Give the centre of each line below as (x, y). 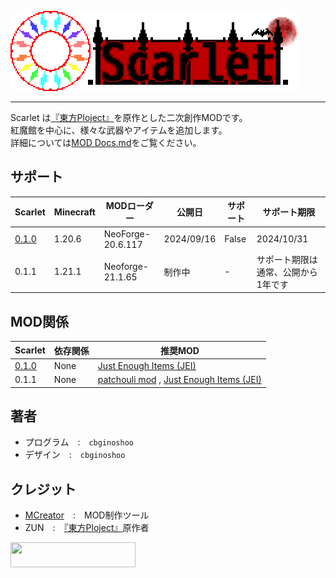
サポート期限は (287, 259)
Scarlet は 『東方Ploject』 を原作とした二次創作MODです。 (129, 117)
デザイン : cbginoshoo (75, 455)
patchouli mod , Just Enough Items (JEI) (179, 380)
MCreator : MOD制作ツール (87, 515)
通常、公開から (287, 272)
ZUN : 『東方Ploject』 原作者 (87, 528)
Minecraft (74, 212)
